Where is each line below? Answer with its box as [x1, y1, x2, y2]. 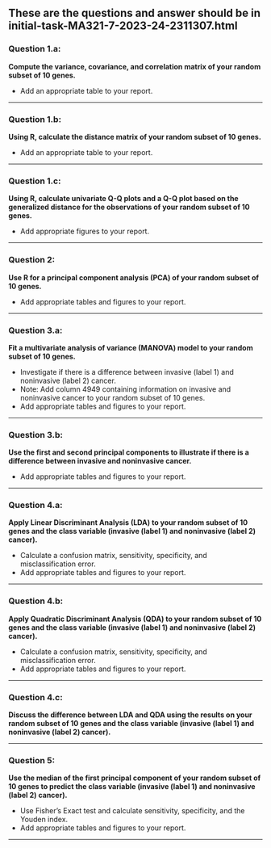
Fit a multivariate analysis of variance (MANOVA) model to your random [8, 342, 253, 352]
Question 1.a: [8, 44, 61, 55]
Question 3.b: [8, 429, 63, 440]
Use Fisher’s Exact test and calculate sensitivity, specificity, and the [19, 806, 245, 816]
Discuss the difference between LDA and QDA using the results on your [8, 710, 252, 720]
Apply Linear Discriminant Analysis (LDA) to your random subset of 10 [8, 518, 248, 527]
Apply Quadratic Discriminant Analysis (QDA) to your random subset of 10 [8, 614, 262, 623]
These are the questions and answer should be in [8, 6, 261, 20]
